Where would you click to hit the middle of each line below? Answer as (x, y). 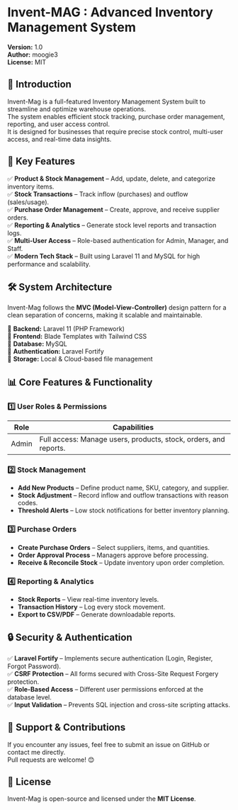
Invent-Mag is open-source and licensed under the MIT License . (102, 799)
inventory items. (31, 186)
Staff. (15, 248)
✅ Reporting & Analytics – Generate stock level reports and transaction (112, 225)
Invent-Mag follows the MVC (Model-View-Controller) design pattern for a (117, 308)
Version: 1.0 (25, 47)
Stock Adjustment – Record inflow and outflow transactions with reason (123, 495)
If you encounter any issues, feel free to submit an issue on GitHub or (109, 744)
